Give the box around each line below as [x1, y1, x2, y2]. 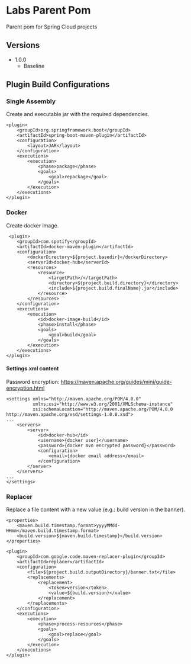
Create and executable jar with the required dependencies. [6, 111, 150, 118]
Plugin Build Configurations [6, 79, 110, 89]
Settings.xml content [6, 365, 59, 372]
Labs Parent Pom [6, 4, 91, 17]
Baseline [23, 62, 45, 69]
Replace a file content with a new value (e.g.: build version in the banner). [6, 506, 185, 513]
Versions [6, 40, 40, 50]
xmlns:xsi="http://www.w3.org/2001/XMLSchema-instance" [32, 401, 173, 407]
